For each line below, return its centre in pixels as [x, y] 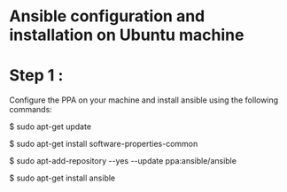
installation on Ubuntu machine [127, 35]
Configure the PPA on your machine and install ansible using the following [144, 100]
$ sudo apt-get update [50, 127]
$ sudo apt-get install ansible [62, 178]
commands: [31, 110]
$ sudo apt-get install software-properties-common [104, 144]
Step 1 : [36, 76]
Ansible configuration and [107, 16]
